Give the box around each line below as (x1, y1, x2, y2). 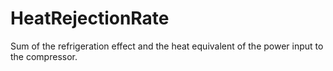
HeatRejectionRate (10, 7, 170, 30)
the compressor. (10, 50, 78, 62)
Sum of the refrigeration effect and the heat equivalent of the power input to (10, 40, 324, 52)
